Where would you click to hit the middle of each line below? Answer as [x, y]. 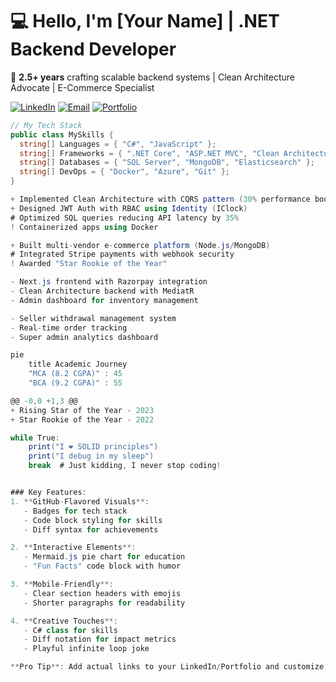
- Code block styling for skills [93, 520]
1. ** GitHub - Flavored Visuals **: [80, 501]
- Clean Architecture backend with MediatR [102, 291]
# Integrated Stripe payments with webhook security [122, 254]
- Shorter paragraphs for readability [104, 603]
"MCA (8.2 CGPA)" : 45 [75, 374]
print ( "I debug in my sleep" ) [91, 456]
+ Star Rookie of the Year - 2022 [82, 419]
